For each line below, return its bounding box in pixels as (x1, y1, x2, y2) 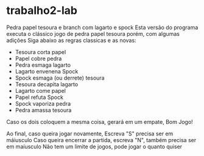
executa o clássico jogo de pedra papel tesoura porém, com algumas (6, 30, 180, 37)
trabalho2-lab (6, 4, 78, 18)
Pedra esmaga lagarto (15, 61, 71, 69)
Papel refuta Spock (15, 93, 64, 101)
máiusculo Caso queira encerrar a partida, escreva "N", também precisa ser (6, 136, 197, 143)
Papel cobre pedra (15, 55, 62, 62)
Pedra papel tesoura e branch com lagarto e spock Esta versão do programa (6, 24, 199, 31)
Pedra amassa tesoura (15, 106, 72, 114)
